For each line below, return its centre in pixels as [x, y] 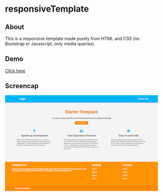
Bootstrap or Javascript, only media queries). [50, 44]
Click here [15, 71]
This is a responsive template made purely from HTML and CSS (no [72, 38]
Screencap [22, 86]
